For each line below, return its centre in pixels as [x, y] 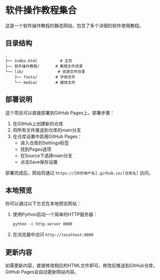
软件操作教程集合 [41, 10]
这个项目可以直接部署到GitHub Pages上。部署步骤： [60, 112]
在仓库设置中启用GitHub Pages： [47, 136]
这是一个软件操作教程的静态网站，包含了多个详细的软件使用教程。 [74, 26]
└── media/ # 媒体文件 [45, 82]
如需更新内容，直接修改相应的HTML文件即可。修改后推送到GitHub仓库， [82, 266]
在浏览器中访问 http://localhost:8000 [53, 235]
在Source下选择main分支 [46, 155]
